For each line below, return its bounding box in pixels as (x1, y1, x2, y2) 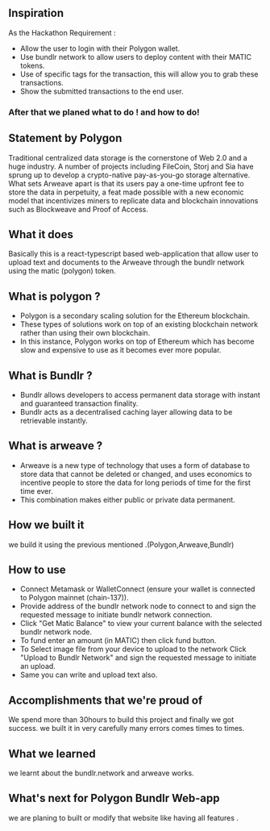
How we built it (8, 518, 85, 532)
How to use (8, 563, 66, 576)
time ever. (19, 486, 54, 495)
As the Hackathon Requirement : (8, 27, 116, 37)
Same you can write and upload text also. (19, 670, 158, 680)
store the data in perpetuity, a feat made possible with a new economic (8, 187, 244, 197)
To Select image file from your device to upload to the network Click (19, 645, 247, 654)
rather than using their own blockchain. (19, 328, 151, 338)
